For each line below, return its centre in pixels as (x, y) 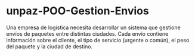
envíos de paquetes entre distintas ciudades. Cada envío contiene (87, 33)
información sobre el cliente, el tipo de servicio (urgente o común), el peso (98, 40)
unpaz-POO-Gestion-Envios (78, 11)
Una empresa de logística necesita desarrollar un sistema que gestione (93, 27)
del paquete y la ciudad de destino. (49, 46)
